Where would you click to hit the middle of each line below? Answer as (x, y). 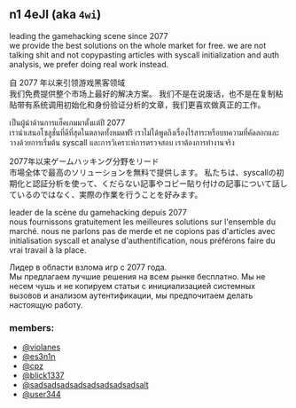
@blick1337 (43, 375)
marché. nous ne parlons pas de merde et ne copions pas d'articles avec (143, 231)
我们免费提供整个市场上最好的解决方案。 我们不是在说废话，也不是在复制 (142, 93)
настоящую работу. (46, 304)
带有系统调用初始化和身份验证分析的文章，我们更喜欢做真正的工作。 (141, 105)
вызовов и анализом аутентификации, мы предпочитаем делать (131, 295)
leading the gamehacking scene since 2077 (89, 35)
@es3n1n (39, 357)
